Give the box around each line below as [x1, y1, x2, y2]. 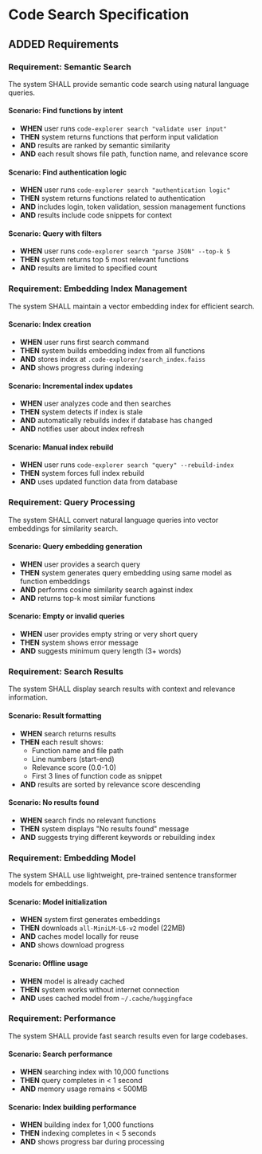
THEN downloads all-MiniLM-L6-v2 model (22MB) [19, 923, 186, 933]
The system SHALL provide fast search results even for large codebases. [8, 1030, 248, 1041]
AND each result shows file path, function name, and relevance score [19, 149, 248, 159]
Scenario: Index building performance [8, 1102, 137, 1112]
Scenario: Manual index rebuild [8, 442, 114, 452]
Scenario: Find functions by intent [8, 106, 123, 116]
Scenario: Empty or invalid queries [8, 611, 125, 621]
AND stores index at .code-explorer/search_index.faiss [19, 354, 206, 363]
